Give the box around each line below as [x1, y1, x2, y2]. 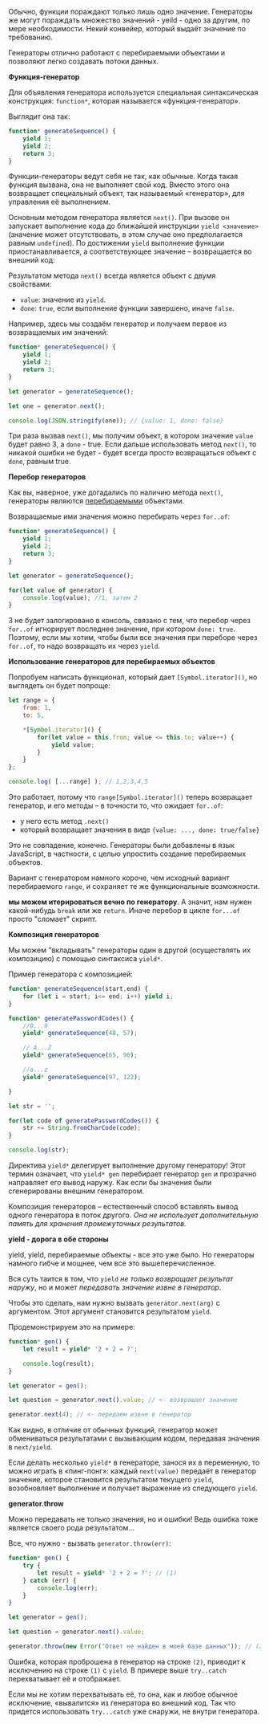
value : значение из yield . [19, 295, 106, 304]
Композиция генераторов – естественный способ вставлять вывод [8, 1202, 239, 1211]
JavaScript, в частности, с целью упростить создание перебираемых [8, 849, 247, 858]
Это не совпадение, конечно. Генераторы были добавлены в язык [8, 841, 235, 850]
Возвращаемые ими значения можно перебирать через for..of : [8, 511, 231, 521]
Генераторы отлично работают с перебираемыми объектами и [8, 48, 226, 57]
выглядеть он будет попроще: [8, 681, 110, 691]
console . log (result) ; [22, 1359, 94, 1367]
